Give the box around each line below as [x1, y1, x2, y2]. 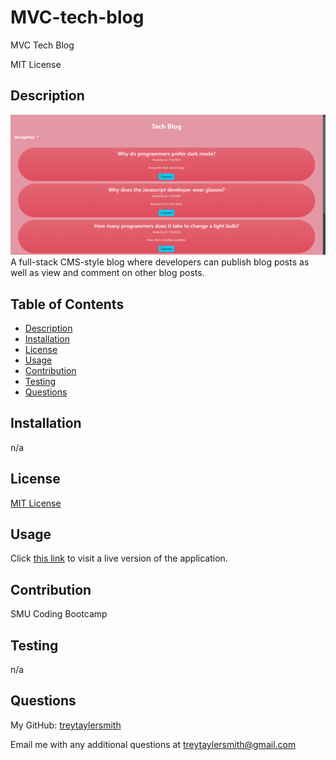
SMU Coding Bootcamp [10, 608, 108, 620]
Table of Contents [10, 296, 125, 313]
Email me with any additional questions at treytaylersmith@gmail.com [10, 738, 297, 750]
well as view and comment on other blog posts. [10, 267, 205, 279]
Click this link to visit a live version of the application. [10, 552, 228, 565]
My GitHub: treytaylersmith [10, 719, 122, 731]
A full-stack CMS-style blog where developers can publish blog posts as [10, 256, 310, 268]
